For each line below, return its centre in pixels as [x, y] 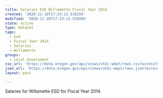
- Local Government [29, 59]
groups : [13, 55]
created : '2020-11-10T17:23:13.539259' [45, 14]
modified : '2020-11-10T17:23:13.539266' [47, 19]
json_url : [15, 69]
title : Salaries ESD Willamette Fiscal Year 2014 [56, 10]
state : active [19, 23]
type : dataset [19, 28]
